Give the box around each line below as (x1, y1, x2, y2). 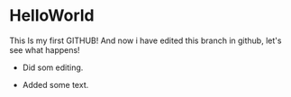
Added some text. (22, 79, 89, 90)
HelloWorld (9, 5, 95, 26)
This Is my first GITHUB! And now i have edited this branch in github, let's (9, 35, 282, 46)
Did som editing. (22, 62, 84, 73)
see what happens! (9, 44, 80, 55)
